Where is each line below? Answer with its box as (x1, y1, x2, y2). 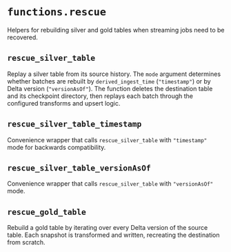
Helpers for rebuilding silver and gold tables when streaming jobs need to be (7, 26, 225, 34)
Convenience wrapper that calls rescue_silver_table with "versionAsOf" (7, 180, 214, 188)
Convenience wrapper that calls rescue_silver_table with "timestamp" (7, 135, 208, 144)
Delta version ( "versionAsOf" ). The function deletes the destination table (7, 84, 213, 93)
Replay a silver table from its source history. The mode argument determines (7, 70, 221, 78)
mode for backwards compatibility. (7, 143, 106, 151)
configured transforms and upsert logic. (7, 99, 121, 107)
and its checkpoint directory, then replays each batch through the (7, 92, 194, 100)
